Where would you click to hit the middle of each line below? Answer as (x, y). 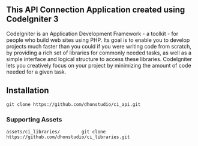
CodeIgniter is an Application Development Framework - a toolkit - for (92, 34)
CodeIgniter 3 (32, 19)
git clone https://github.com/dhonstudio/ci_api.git (73, 104)
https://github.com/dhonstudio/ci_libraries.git (68, 137)
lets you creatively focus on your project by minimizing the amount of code (99, 65)
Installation (28, 91)
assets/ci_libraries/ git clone (56, 132)
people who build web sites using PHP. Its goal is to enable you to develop (98, 40)
